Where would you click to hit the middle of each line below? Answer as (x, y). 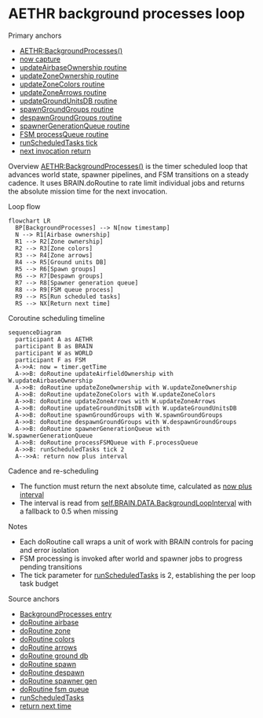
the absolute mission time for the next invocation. (88, 191)
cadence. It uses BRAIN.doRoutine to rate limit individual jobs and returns (126, 182)
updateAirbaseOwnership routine (73, 67)
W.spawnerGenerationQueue (50, 436)
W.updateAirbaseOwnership (50, 381)
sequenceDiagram (35, 332)
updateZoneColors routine (62, 84)
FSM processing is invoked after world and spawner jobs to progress (131, 558)
